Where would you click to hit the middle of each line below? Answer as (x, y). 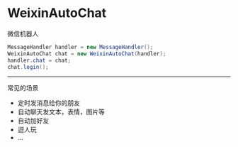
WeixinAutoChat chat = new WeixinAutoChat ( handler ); (87, 54)
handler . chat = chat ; (39, 60)
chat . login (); (28, 67)
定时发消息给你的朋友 (49, 103)
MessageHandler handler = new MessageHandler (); (80, 47)
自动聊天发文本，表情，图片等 (61, 112)
